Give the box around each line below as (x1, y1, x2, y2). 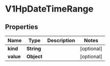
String (26, 45, 41, 52)
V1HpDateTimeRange (5, 3, 94, 15)
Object (26, 53, 43, 60)
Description (47, 37, 75, 44)
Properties (5, 23, 38, 31)
